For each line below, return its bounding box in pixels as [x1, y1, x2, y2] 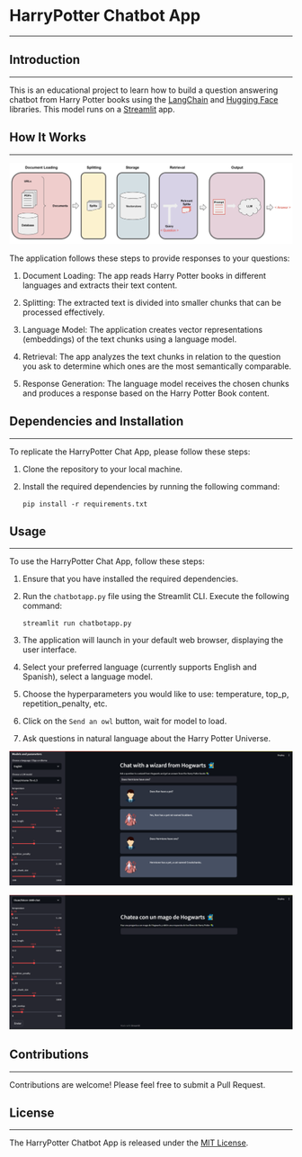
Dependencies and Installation [9, 414, 184, 429]
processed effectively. [22, 307, 105, 318]
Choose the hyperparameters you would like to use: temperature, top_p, [22, 689, 289, 700]
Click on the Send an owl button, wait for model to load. [22, 716, 227, 727]
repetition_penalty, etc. [22, 698, 108, 709]
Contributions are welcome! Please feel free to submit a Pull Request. [9, 1079, 266, 1090]
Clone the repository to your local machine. [22, 463, 182, 474]
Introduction [9, 52, 81, 67]
